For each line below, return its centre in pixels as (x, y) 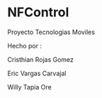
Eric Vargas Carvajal (37, 73)
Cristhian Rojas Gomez (41, 59)
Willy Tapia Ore (29, 87)
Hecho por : (25, 45)
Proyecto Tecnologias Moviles (51, 32)
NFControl (38, 12)
